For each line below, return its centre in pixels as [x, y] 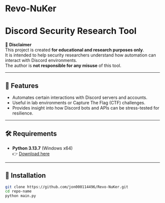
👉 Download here [31, 153]
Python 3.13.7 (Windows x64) [42, 148]
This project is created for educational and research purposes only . [75, 50]
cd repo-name [18, 191]
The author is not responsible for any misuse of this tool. [63, 66]
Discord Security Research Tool [71, 31]
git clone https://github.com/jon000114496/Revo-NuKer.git [67, 187]
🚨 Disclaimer [18, 45]
